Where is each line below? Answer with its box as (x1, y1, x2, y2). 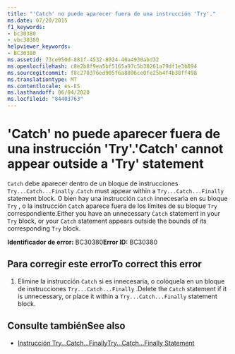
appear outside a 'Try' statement (7, 156, 204, 172)
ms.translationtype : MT (7, 75, 78, 83)
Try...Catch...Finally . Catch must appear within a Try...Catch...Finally (7, 186, 224, 195)
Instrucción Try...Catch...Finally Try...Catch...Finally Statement (17, 338, 195, 347)
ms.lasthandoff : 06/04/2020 (7, 89, 90, 96)
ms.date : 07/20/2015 (7, 17, 68, 24)
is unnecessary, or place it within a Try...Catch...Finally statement (17, 292, 217, 300)
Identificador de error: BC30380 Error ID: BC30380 (7, 238, 157, 246)
